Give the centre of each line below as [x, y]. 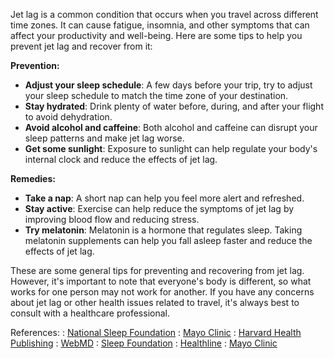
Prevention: [35, 65]
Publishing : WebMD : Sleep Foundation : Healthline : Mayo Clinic [144, 343]
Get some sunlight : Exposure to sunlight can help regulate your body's [171, 148]
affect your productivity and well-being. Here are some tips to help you [156, 35]
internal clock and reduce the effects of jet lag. [121, 159]
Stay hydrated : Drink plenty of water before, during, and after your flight [174, 106]
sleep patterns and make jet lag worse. [104, 138]
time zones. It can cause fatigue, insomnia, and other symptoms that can [160, 25]
